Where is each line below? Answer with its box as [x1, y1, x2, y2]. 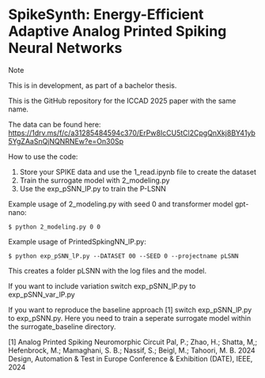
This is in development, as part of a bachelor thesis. [8, 81, 177, 90]
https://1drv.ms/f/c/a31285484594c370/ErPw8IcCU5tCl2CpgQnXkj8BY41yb [8, 128, 256, 138]
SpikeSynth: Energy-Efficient [8, 6, 204, 24]
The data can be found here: [8, 119, 101, 129]
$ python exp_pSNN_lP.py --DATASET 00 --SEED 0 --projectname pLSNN [8, 251, 239, 260]
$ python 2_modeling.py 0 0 [8, 223, 101, 231]
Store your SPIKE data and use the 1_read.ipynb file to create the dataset [19, 167, 257, 176]
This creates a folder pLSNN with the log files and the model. [8, 266, 207, 275]
